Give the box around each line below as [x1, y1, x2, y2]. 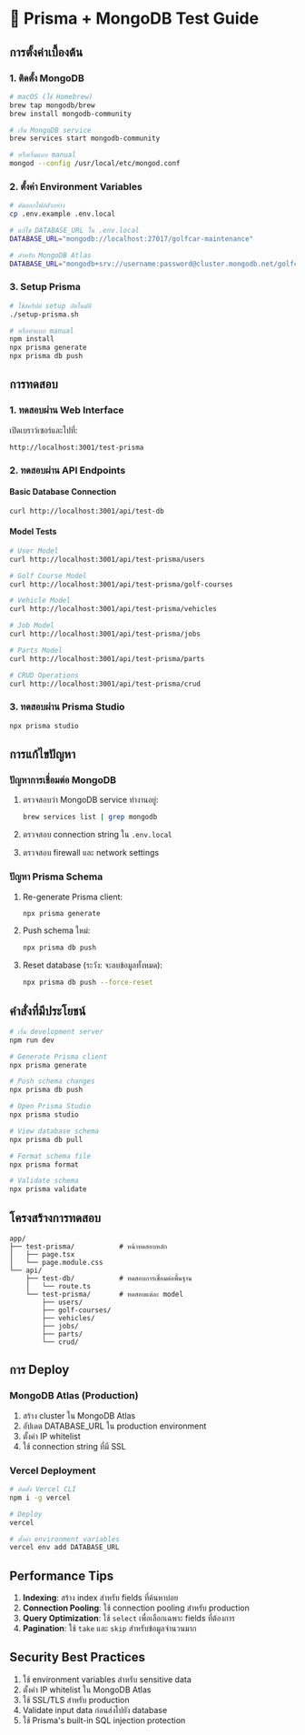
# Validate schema [9, 1177, 79, 1186]
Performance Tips [9, 1568, 114, 1583]
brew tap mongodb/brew [9, 100, 95, 110]
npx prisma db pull [9, 1135, 84, 1144]
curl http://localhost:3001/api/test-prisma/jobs [9, 629, 202, 639]
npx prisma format [9, 1159, 79, 1169]
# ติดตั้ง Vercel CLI [9, 1485, 77, 1494]
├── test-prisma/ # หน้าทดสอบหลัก [9, 1242, 168, 1251]
